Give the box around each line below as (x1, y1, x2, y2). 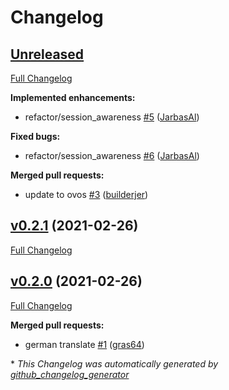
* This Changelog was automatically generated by (10, 357, 219, 370)
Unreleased (10, 46, 85, 63)
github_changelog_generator (10, 368, 130, 380)
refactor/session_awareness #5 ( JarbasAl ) (24, 111, 200, 123)
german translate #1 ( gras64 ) (24, 338, 145, 350)
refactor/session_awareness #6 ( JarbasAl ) (24, 150, 200, 161)
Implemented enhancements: (10, 92, 136, 103)
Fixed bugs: (10, 131, 61, 142)
